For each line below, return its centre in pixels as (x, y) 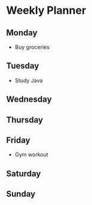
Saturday (24, 173)
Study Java (29, 80)
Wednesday (29, 99)
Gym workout (32, 155)
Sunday (21, 194)
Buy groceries (32, 47)
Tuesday (23, 66)
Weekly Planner (46, 11)
